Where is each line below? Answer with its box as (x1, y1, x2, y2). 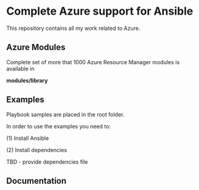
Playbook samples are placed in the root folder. (6, 111, 125, 118)
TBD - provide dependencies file (6, 158, 88, 166)
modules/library (6, 76, 48, 84)
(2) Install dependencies (6, 146, 68, 153)
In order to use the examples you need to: (6, 122, 111, 130)
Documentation (6, 175, 67, 186)
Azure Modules (6, 42, 66, 53)
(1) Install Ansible (6, 134, 49, 142)
